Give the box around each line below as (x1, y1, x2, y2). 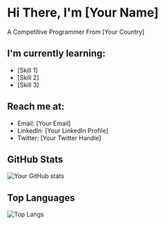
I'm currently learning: (7, 48, 106, 59)
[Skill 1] (17, 66, 38, 74)
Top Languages (7, 192, 75, 204)
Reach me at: (7, 101, 65, 112)
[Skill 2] (17, 73, 39, 81)
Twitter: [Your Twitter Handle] (17, 133, 101, 142)
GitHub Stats (7, 153, 64, 165)
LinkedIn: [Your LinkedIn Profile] (17, 126, 108, 135)
